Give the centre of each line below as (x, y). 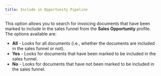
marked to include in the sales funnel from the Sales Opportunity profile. (78, 28)
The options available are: (31, 34)
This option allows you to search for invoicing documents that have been (78, 23)
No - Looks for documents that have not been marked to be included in (83, 64)
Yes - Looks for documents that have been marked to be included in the (84, 54)
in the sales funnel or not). (38, 48)
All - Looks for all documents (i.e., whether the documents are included (83, 43)
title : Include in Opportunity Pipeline (47, 9)
